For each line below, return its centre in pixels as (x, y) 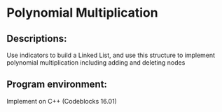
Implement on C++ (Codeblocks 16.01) (62, 101)
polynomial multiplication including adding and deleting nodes (96, 63)
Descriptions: (37, 39)
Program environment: (57, 85)
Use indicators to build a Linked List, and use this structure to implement (111, 55)
